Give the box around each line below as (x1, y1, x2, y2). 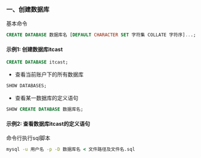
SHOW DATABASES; (6, 83, 47, 89)
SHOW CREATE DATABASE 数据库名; (6, 107, 84, 113)
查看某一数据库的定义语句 (14, 95, 79, 102)
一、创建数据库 (6, 5, 50, 13)
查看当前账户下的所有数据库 (14, 71, 84, 78)
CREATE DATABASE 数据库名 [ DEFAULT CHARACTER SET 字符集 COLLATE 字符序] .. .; (6, 32, 196, 38)
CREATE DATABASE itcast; (6, 59, 68, 65)
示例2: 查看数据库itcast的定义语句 (6, 120, 91, 127)
